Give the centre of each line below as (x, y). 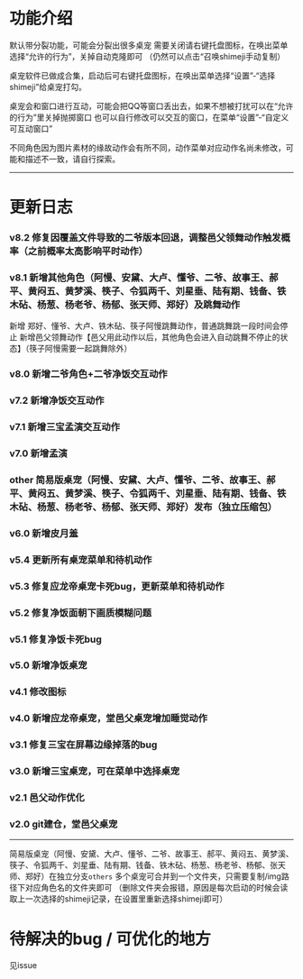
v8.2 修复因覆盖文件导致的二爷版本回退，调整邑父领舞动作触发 (145, 238)
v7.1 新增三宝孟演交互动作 (64, 427)
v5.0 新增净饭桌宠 (48, 665)
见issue (23, 965)
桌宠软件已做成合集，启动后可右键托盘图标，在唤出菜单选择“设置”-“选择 (142, 75)
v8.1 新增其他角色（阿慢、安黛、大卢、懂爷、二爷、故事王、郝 (144, 278)
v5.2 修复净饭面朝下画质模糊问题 (80, 612)
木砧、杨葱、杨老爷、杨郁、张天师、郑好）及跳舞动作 (125, 305)
